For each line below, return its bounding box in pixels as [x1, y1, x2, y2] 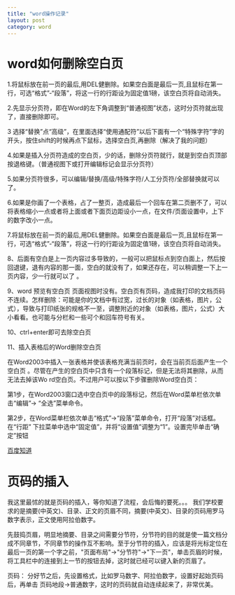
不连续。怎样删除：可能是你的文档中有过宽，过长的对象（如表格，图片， [7, 296, 215, 304]
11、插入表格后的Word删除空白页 [7, 343, 101, 351]
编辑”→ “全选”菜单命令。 [16, 399, 87, 407]
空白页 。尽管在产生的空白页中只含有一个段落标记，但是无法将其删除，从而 [7, 367, 224, 375]
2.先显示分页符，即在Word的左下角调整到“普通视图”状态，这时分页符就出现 [7, 104, 224, 112]
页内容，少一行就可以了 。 [7, 272, 83, 280]
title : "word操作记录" [7, 10, 69, 18]
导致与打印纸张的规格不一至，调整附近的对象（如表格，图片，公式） [22, 304, 219, 313]
